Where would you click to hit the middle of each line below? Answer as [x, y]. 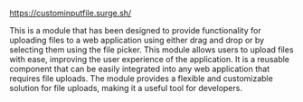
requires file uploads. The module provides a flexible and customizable [141, 79]
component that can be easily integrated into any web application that [139, 69]
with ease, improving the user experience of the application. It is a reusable [150, 59]
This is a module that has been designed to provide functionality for [135, 30]
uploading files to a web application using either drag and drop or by [137, 40]
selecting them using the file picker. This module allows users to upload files [151, 50]
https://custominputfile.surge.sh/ [71, 13]
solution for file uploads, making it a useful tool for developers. [126, 88]
